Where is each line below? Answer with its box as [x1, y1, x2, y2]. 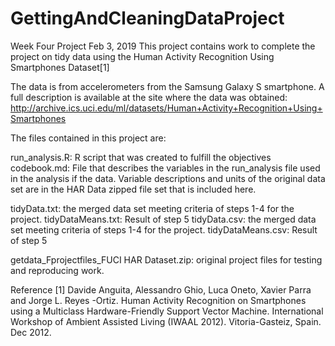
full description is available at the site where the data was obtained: [10, 91, 288, 103]
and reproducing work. [10, 264, 105, 276]
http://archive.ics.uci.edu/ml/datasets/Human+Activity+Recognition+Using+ [10, 102, 323, 114]
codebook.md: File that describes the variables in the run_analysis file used [10, 162, 321, 174]
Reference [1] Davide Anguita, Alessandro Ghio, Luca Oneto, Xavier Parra [10, 283, 312, 296]
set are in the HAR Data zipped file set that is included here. [10, 183, 257, 195]
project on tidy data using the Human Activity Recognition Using [10, 50, 275, 62]
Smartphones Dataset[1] [10, 61, 110, 73]
